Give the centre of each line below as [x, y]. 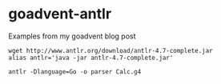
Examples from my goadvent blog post [72, 36]
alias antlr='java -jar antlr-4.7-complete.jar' [91, 58]
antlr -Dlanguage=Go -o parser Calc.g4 [75, 72]
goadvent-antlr [60, 14]
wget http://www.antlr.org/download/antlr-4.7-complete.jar [111, 50]
